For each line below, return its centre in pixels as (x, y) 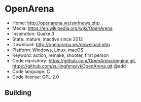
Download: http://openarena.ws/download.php (61, 44)
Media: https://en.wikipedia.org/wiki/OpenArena (62, 28)
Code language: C (31, 71)
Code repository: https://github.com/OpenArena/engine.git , (74, 60)
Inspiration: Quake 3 (33, 33)
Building (18, 93)
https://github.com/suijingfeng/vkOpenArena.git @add (69, 66)
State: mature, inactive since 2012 (47, 39)
